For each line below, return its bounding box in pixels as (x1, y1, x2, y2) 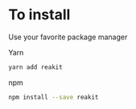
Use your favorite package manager (8, 32, 128, 42)
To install (8, 6, 71, 24)
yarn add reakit (8, 63, 63, 71)
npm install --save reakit (8, 93, 99, 101)
